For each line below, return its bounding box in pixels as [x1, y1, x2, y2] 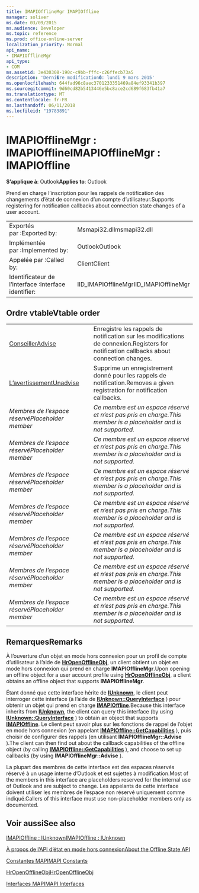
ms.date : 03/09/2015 [6, 20, 57, 25]
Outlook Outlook [76, 242, 121, 251]
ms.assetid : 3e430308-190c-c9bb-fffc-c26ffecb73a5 [6, 69, 134, 75]
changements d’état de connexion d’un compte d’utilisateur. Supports [6, 196, 174, 203]
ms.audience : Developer [6, 25, 65, 31]
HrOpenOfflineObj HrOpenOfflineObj [6, 869, 94, 876]
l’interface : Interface [9, 280, 66, 289]
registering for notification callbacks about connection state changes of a [6, 202, 185, 209]
